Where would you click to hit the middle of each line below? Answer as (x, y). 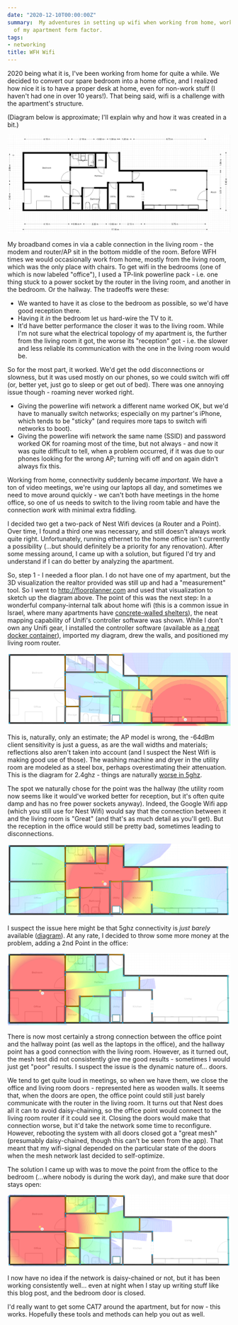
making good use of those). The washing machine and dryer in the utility (113, 760)
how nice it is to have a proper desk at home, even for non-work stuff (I (111, 88)
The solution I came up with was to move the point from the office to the (113, 1170)
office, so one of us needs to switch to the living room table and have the (114, 502)
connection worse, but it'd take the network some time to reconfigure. (109, 1126)
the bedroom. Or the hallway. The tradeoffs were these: (88, 289)
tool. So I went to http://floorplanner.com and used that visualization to (110, 590)
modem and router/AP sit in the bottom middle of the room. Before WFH (112, 252)
